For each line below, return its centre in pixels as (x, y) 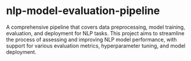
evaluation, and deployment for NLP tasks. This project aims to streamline (95, 33)
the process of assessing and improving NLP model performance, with (92, 39)
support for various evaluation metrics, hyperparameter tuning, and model (96, 46)
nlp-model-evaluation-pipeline (83, 11)
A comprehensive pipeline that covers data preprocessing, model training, (95, 27)
